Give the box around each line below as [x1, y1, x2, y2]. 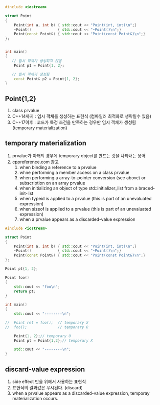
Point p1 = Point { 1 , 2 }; [14, 63, 65, 68]
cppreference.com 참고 [12, 159, 59, 165]
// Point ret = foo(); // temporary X [5, 320, 89, 325]
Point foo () [5, 275, 29, 280]
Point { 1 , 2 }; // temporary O [14, 334, 71, 338]
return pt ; [14, 289, 36, 294]
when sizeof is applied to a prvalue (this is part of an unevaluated [19, 206, 152, 212]
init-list [19, 190, 34, 196]
